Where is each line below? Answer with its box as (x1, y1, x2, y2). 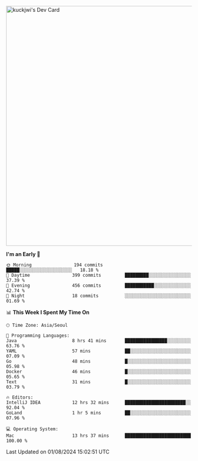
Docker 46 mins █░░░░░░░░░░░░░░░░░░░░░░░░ (6, 369, 192, 374)
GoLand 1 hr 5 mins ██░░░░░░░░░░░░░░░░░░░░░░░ (6, 410, 192, 416)
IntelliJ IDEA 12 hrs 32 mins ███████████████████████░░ (6, 400, 192, 406)
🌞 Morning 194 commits (6, 262, 103, 268)
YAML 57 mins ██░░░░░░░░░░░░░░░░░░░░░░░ (6, 348, 192, 354)
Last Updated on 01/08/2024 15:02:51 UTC (6, 448, 110, 455)
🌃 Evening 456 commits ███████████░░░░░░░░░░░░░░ (6, 283, 192, 288)
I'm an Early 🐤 (6, 251, 41, 257)
